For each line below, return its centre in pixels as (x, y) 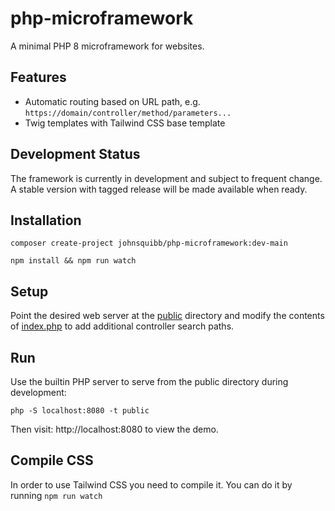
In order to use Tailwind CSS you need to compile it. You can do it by (151, 484)
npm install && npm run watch (73, 261)
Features (38, 77)
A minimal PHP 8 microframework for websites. (107, 46)
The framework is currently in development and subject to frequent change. (166, 178)
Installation (46, 220)
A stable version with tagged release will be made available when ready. (159, 189)
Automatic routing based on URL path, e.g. (112, 101)
